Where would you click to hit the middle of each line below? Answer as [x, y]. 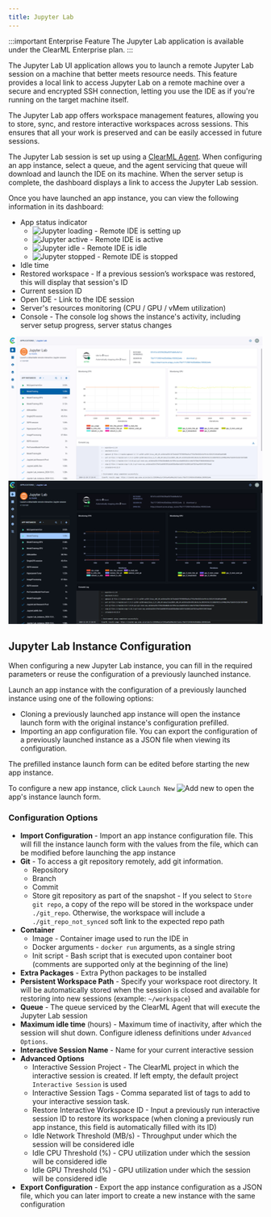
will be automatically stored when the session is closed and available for [140, 989]
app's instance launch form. [55, 797]
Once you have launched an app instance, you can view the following [124, 198]
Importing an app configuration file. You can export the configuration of [139, 731]
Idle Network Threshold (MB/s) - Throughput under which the [134, 1135]
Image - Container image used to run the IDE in [110, 938]
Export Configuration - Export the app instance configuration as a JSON [141, 1187]
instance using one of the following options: [81, 699]
